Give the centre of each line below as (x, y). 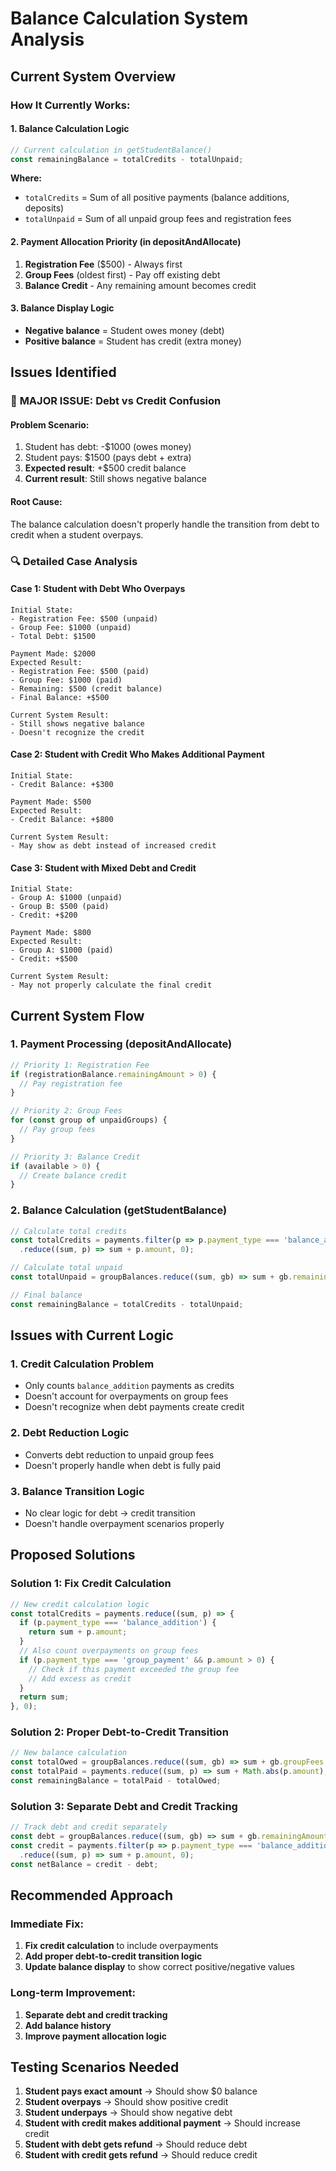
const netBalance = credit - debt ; (84, 1864)
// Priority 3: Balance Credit (75, 1157)
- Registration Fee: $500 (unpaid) (84, 618)
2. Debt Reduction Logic (70, 1433)
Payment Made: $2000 (53, 653)
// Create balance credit (73, 1175)
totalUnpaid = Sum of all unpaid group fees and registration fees (158, 219)
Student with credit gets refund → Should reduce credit (141, 2155)
